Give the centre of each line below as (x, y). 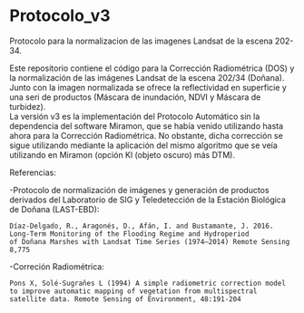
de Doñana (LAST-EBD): (54, 209)
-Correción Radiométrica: (57, 266)
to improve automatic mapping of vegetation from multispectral (133, 291)
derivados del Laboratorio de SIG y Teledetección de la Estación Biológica (147, 200)
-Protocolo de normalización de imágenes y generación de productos (139, 190)
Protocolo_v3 (60, 16)
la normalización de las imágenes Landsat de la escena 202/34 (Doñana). (147, 77)
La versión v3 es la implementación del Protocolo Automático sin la (135, 116)
